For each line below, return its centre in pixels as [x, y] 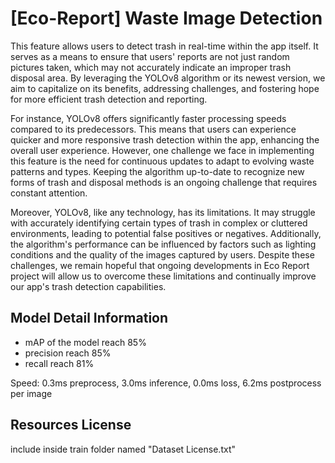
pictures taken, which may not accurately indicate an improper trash [151, 67]
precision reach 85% [68, 353]
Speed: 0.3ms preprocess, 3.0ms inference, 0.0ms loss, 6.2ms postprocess [166, 383]
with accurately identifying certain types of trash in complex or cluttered [159, 223]
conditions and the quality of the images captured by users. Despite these [162, 254]
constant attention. [49, 193]
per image [31, 393]
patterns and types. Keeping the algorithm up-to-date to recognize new [157, 171]
